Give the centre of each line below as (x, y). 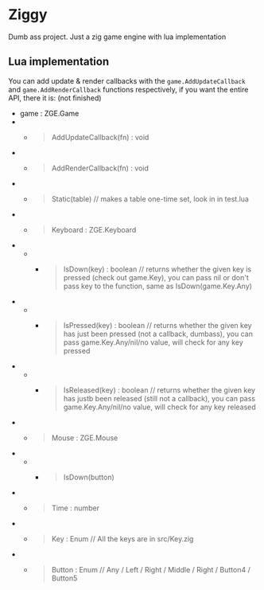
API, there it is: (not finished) (55, 98)
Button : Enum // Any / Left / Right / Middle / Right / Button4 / (151, 569)
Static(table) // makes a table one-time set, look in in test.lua (150, 199)
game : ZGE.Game (49, 113)
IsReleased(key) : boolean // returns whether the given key (159, 390)
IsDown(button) (89, 477)
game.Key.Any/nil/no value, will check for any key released (159, 407)
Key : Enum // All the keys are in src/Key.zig (122, 538)
